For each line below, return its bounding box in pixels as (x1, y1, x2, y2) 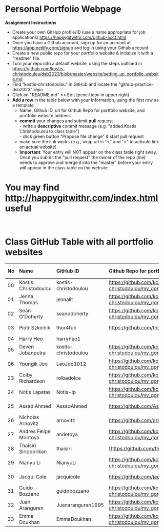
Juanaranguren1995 (56, 502, 104, 508)
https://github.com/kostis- (12, 65, 65, 72)
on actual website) (19, 144, 57, 150)
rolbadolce (56, 374, 82, 381)
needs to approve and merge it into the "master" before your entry (19, 160, 153, 165)
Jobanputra (19, 349, 46, 356)
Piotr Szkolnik (19, 324, 51, 331)
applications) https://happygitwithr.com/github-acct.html (12, 34, 126, 40)
